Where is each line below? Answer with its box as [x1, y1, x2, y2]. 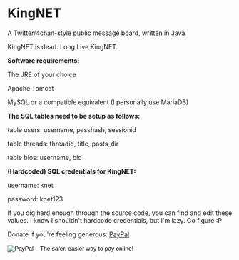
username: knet [7, 181, 54, 189]
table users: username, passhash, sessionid [7, 125, 137, 134]
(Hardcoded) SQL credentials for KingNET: [7, 166, 136, 176]
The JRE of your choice [7, 70, 76, 79]
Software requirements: [7, 56, 80, 65]
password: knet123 [7, 194, 63, 203]
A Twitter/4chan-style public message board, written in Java [7, 29, 185, 37]
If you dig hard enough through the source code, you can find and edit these [7, 209, 233, 217]
